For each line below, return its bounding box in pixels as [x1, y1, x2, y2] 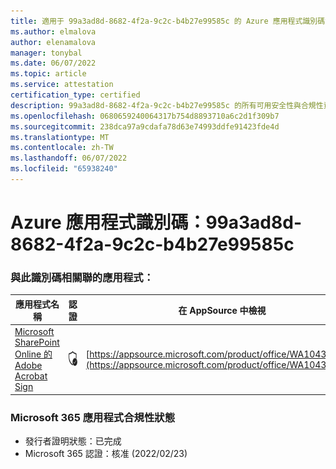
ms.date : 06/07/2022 [10, 58, 97, 69]
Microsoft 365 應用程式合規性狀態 [10, 410, 175, 424]
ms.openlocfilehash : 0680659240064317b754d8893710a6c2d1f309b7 [10, 111, 280, 121]
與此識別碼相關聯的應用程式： [10, 270, 155, 284]
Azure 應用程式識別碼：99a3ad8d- [10, 211, 302, 234]
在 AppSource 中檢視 [178, 304, 267, 316]
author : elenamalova [10, 37, 97, 47]
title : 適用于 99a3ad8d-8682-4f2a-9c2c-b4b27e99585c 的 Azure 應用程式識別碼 [10, 16, 326, 26]
